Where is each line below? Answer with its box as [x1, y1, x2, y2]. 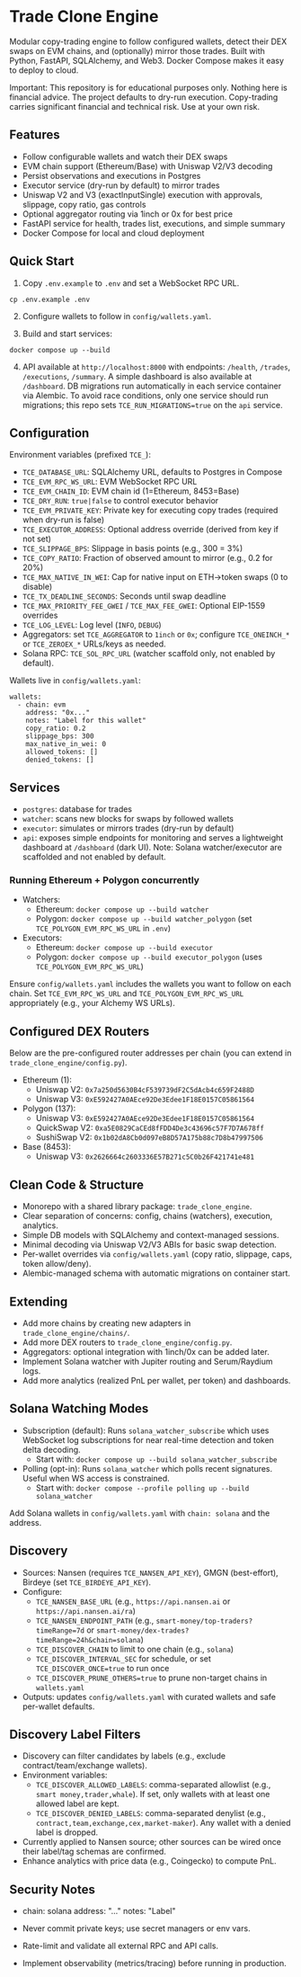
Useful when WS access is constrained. [22, 1473, 171, 1483]
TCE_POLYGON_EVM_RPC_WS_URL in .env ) [35, 923, 172, 934]
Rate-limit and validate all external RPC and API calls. [22, 1940, 218, 1952]
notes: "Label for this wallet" [25, 717, 146, 726]
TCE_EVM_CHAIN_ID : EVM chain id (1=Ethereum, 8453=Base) [22, 485, 240, 496]
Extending [9, 1294, 68, 1309]
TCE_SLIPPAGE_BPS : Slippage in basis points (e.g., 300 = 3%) [22, 543, 243, 554]
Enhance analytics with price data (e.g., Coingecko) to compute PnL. [22, 1856, 277, 1866]
